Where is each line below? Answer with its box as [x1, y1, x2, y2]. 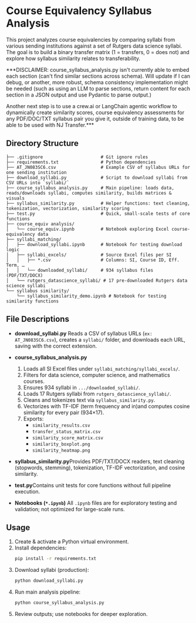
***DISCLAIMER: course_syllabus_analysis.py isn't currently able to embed [6, 66, 190, 73]
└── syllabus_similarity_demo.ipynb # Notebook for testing [16, 293, 167, 299]
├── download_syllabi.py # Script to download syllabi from [6, 175, 188, 181]
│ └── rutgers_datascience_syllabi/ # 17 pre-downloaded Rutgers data [6, 278, 188, 284]
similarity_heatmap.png [32, 447, 90, 454]
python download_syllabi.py [14, 578, 83, 584]
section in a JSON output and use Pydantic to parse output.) [6, 91, 151, 98]
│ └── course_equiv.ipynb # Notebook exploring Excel [6, 226, 169, 232]
